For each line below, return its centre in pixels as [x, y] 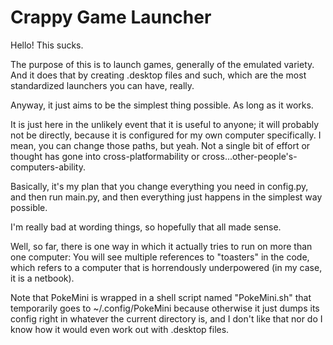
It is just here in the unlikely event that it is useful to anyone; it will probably [165, 124]
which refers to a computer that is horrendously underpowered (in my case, [166, 267]
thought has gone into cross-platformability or [105, 156]
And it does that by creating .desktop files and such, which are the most [158, 75]
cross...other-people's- [249, 156]
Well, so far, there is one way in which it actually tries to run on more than [161, 246]
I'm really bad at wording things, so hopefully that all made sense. [146, 227]
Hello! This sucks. [47, 45]
